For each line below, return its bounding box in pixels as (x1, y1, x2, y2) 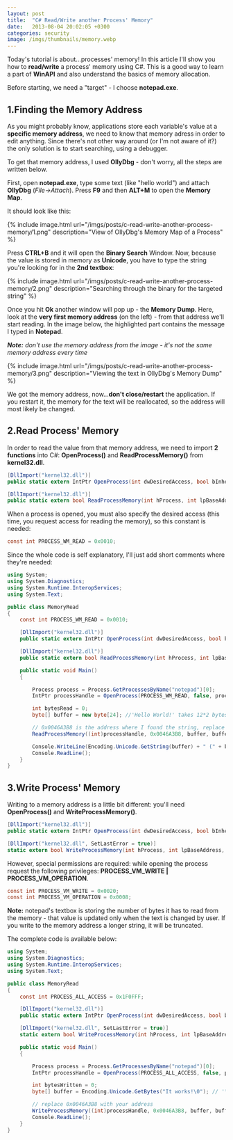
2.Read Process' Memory (7, 425, 119, 437)
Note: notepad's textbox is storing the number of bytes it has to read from (7, 906, 218, 915)
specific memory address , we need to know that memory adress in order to (7, 129, 225, 138)
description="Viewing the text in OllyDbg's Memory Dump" (53, 369, 223, 377)
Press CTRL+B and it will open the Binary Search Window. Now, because (7, 248, 216, 257)
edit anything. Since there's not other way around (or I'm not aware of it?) (7, 136, 217, 145)
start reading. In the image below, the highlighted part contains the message (7, 319, 225, 328)
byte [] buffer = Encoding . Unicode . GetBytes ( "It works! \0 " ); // (32, 1088, 218, 1095)
